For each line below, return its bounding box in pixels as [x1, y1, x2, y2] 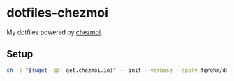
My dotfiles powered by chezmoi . [6, 28, 103, 36]
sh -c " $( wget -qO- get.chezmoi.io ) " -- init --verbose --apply [6, 66, 198, 74]
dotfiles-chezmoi [6, 5, 109, 21]
